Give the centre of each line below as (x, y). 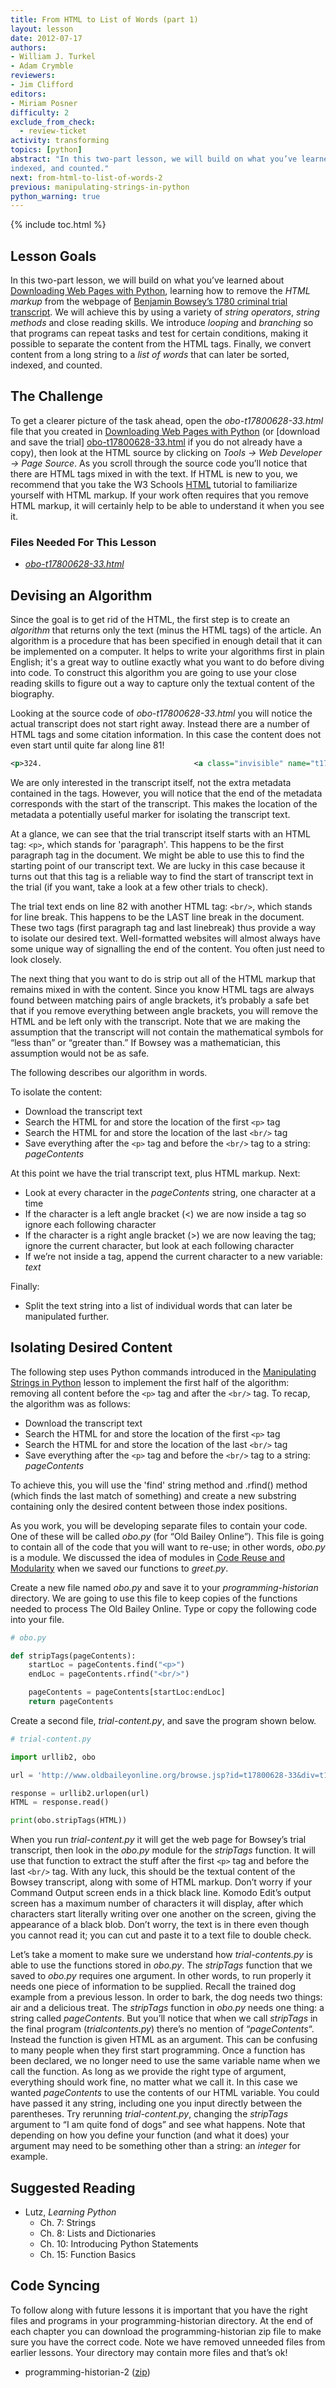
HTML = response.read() (60, 1802)
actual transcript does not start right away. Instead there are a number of (160, 723)
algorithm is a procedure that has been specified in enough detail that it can (166, 640)
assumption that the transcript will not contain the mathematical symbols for (167, 1032)
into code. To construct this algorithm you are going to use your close (153, 672)
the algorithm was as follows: (70, 1403)
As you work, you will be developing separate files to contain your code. (159, 1525)
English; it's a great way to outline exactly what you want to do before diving (167, 662)
